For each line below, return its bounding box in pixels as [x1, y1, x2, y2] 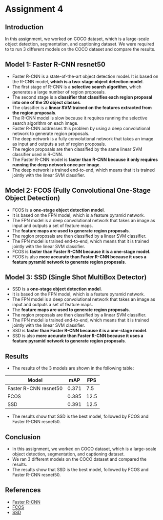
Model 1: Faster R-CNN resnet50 [5, 60, 106, 69]
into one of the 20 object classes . [12, 99, 81, 105]
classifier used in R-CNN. [12, 151, 63, 157]
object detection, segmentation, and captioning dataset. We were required [5, 41, 155, 47]
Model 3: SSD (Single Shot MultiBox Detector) [5, 273, 147, 282]
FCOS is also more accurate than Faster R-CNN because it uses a [12, 253, 146, 260]
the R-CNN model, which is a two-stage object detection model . [12, 78, 144, 84]
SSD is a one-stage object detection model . [12, 286, 102, 292]
